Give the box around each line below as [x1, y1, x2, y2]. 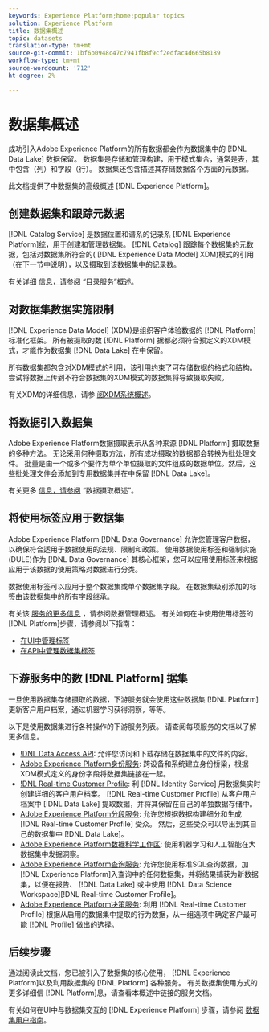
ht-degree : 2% [8, 72, 56, 80]
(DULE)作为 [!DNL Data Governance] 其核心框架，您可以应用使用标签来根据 [8, 554, 259, 563]
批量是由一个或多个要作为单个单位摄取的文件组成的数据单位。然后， [23, 459, 250, 468]
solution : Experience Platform [8, 19, 113, 27]
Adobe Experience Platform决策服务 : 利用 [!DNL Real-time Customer [19, 899, 247, 909]
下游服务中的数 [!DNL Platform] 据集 [8, 672, 189, 686]
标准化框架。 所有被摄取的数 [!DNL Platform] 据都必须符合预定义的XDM [8, 335, 244, 346]
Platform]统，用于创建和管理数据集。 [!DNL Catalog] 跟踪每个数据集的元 [8, 240, 247, 249]
